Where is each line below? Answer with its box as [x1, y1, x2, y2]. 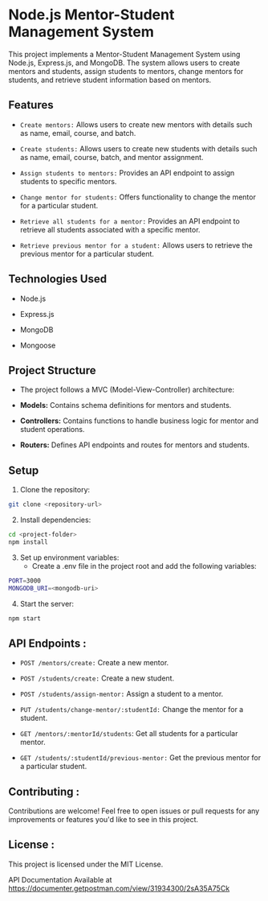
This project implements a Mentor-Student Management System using [8, 49, 241, 59]
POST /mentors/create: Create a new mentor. [19, 658, 169, 668]
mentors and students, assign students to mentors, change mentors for [8, 66, 244, 76]
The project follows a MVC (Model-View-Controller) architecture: [19, 385, 235, 395]
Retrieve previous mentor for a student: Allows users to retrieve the [19, 240, 253, 250]
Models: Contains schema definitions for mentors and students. [19, 401, 232, 410]
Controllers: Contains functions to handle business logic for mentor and [19, 416, 259, 426]
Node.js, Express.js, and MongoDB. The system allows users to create [8, 58, 241, 68]
